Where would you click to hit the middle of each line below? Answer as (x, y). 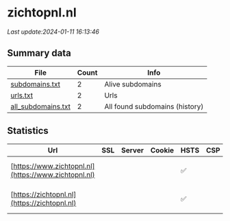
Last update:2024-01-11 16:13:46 (53, 32)
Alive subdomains (133, 84)
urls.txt (22, 95)
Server (132, 150)
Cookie (162, 150)
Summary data (39, 53)
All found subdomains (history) (154, 106)
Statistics (28, 131)
